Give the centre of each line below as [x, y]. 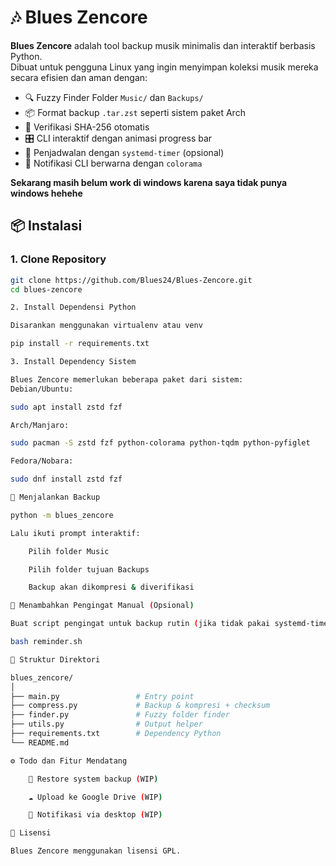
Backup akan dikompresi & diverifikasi [111, 587]
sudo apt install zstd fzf [66, 407]
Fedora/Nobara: [42, 461]
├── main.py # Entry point [102, 696]
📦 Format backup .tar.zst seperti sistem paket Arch [135, 112]
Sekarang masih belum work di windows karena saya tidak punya [149, 182]
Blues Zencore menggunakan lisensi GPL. [96, 851]
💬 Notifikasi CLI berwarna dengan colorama [113, 163]
